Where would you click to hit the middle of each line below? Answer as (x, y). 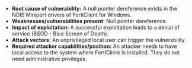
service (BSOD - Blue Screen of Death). (60, 34)
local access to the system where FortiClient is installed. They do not (96, 52)
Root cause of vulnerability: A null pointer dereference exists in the (95, 9)
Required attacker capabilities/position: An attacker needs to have (94, 46)
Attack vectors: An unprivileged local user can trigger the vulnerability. (99, 40)
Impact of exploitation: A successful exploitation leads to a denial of (95, 27)
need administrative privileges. (49, 59)
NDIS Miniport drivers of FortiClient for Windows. (71, 15)
